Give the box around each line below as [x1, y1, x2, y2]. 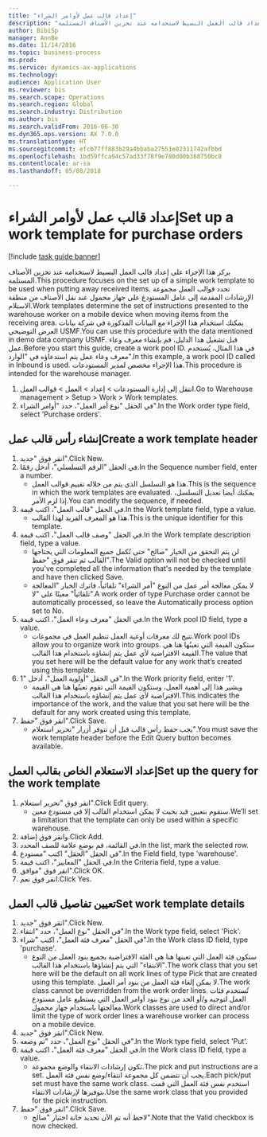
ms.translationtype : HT [8, 137, 87, 146]
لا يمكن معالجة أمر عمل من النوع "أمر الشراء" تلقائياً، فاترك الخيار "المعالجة [31, 580, 254, 590]
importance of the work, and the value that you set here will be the [31, 698, 250, 709]
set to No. [31, 606, 64, 615]
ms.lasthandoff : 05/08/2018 [8, 167, 102, 175]
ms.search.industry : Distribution [8, 108, 123, 116]
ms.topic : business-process [8, 49, 102, 57]
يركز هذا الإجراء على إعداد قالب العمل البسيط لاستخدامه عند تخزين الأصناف [8, 267, 231, 276]
